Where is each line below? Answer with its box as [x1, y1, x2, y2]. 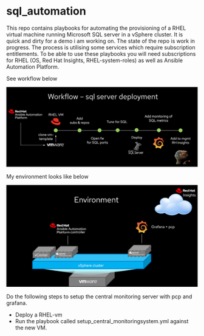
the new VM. [15, 324, 47, 331]
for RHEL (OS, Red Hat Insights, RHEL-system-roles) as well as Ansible [6, 57, 183, 64]
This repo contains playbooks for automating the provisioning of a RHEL [6, 24, 186, 32]
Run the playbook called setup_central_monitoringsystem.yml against [15, 317, 189, 324]
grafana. [6, 299, 27, 306]
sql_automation [6, 4, 86, 18]
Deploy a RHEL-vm [15, 311, 63, 318]
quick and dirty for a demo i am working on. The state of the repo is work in [6, 37, 195, 44]
